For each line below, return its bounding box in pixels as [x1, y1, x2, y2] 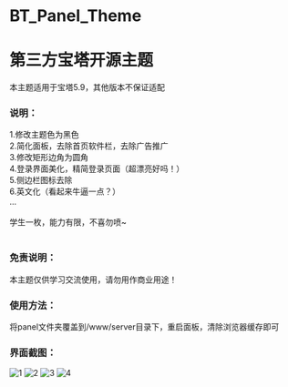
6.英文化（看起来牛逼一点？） [9, 186, 121, 197]
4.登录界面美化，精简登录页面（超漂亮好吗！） [9, 163, 185, 174]
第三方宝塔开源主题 [9, 50, 154, 71]
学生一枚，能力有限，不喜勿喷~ [9, 217, 128, 228]
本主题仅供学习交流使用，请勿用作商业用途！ [9, 274, 178, 285]
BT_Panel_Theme [9, 5, 142, 26]
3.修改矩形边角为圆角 [9, 152, 89, 163]
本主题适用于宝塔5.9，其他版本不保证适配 [9, 82, 166, 93]
